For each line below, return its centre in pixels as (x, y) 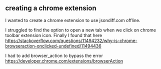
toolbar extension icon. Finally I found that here (54, 35)
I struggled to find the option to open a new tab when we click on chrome (81, 30)
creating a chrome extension (51, 8)
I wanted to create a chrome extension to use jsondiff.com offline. (73, 20)
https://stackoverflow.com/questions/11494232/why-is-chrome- (71, 40)
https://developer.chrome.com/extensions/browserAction (64, 61)
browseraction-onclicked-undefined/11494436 (53, 46)
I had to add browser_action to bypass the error (54, 55)
